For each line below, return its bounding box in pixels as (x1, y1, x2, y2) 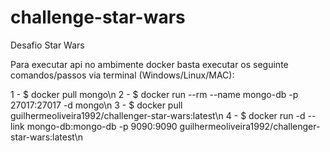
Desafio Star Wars (10, 39, 85, 51)
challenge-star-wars (10, 6, 186, 29)
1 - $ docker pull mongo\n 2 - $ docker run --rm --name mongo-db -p (10, 88, 299, 100)
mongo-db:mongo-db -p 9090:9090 (26, 120, 178, 132)
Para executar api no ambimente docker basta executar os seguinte (10, 58, 289, 70)
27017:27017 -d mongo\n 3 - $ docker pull (10, 99, 183, 111)
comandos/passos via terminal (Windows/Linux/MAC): (10, 69, 235, 81)
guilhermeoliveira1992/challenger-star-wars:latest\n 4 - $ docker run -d (10, 109, 306, 121)
